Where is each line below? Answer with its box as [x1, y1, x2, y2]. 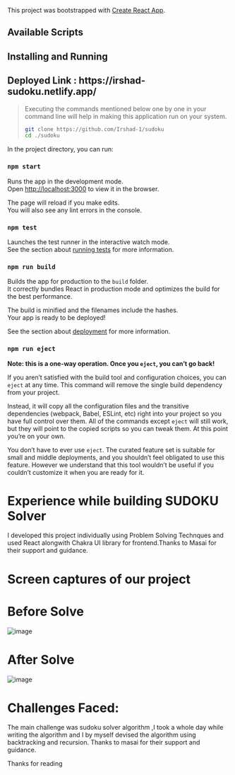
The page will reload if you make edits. [7, 198, 120, 207]
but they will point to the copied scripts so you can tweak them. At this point [7, 424, 228, 432]
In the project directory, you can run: [7, 145, 114, 154]
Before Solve [7, 603, 85, 619]
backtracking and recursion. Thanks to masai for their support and [7, 738, 200, 747]
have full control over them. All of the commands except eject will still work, [7, 417, 229, 425]
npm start [7, 163, 41, 171]
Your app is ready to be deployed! [7, 314, 106, 322]
